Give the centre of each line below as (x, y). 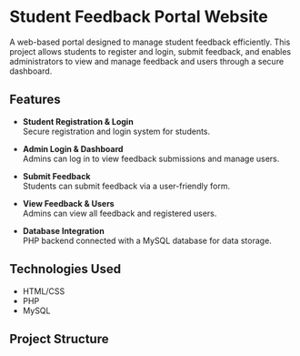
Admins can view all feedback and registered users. (120, 213)
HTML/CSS (44, 291)
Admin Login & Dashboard (73, 148)
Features (35, 100)
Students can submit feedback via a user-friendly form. (126, 186)
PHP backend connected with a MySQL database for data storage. (147, 240)
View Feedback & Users (69, 203)
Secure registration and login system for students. (116, 131)
